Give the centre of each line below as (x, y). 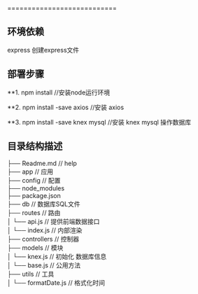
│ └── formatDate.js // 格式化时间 (56, 283)
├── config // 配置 (34, 181)
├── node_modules (36, 188)
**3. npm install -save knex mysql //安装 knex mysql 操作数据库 (99, 122)
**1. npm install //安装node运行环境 (59, 92)
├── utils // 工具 (31, 274)
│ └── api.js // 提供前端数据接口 (54, 222)
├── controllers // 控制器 (43, 239)
